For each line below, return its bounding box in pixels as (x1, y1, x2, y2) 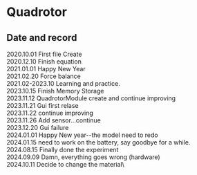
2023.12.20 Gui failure (6, 124, 69, 131)
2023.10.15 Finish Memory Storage (6, 87, 104, 95)
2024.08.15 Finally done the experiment (6, 146, 119, 154)
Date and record (6, 32, 77, 44)
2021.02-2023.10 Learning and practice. (6, 80, 120, 87)
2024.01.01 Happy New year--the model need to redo (6, 131, 158, 139)
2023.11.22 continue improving (6, 109, 94, 117)
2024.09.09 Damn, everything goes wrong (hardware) (6, 153, 160, 161)
